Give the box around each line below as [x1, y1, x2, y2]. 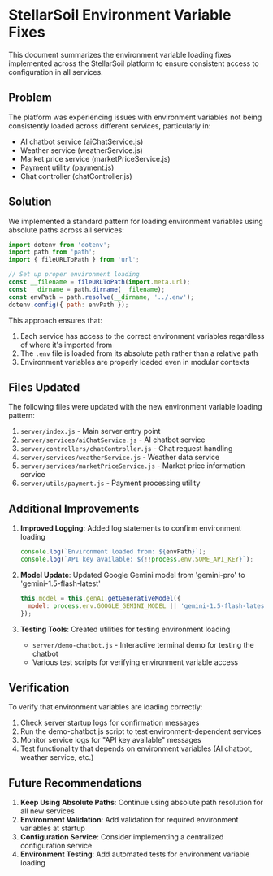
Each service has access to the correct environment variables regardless [19, 331, 265, 340]
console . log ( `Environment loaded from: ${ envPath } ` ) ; [19, 548, 207, 556]
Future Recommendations [8, 776, 142, 790]
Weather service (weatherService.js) [19, 145, 144, 155]
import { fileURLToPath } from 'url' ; [8, 256, 140, 264]
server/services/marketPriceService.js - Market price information [19, 461, 245, 471]
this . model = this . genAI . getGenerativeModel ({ [19, 594, 181, 602]
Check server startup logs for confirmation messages [19, 718, 200, 728]
